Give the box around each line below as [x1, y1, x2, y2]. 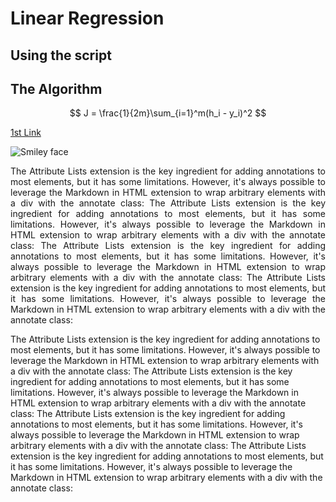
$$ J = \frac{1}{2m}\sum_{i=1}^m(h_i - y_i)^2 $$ [69, 107, 267, 119]
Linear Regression [10, 7, 165, 30]
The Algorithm [10, 80, 103, 97]
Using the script [10, 47, 112, 64]
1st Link [10, 127, 42, 139]
